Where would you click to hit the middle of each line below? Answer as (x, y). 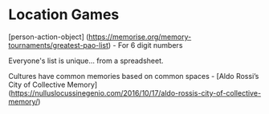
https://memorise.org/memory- (140, 37)
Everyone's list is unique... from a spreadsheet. (86, 61)
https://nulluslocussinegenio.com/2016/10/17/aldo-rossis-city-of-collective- (136, 92)
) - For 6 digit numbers (145, 45)
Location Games (64, 15)
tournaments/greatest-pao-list (58, 45)
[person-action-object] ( (49, 37)
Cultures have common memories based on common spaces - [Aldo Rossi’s (134, 76)
